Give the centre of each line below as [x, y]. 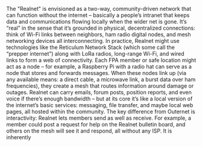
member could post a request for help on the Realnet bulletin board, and [96, 124]
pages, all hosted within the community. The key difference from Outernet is [101, 112]
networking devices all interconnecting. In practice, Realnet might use [93, 41]
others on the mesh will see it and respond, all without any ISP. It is [89, 131]
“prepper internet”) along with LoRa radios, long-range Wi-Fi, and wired [96, 54]
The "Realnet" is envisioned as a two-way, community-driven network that [99, 9]
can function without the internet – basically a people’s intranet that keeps [98, 15]
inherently [19, 137]
